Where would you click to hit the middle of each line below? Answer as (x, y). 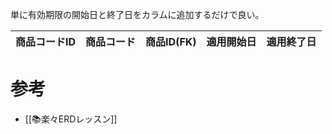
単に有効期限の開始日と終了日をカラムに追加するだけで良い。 (137, 14)
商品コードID (46, 41)
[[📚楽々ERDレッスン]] (71, 119)
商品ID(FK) (171, 41)
